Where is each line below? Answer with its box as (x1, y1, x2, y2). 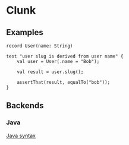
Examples (6, 27, 43, 37)
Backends (6, 100, 44, 111)
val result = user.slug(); (17, 69, 84, 75)
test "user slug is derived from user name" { (6, 53, 124, 59)
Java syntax (6, 132, 36, 139)
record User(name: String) (6, 43, 73, 49)
